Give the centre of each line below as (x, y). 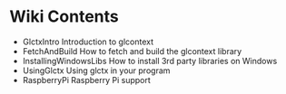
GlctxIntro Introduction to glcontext (88, 42)
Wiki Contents (64, 17)
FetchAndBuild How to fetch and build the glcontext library (132, 51)
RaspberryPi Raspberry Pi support (87, 80)
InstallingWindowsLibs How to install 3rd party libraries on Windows (150, 61)
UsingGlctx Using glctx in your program (96, 70)
